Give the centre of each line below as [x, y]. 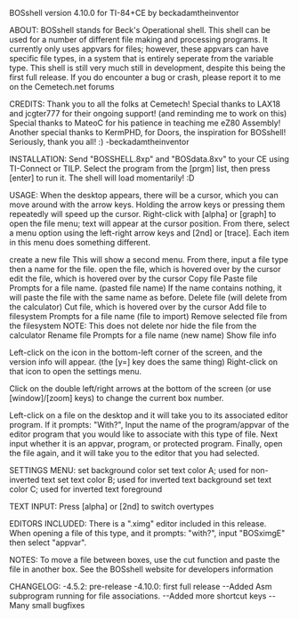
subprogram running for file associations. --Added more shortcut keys [138, 596]
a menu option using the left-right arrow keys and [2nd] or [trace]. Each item [149, 233]
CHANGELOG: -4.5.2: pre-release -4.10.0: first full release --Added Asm [141, 587]
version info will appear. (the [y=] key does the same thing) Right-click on [144, 362]
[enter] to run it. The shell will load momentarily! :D [102, 178]
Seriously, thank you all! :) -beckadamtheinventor [99, 142]
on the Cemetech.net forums [62, 87]
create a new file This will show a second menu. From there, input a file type [149, 260]
